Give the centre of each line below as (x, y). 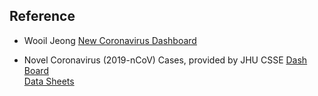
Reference (42, 16)
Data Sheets (49, 81)
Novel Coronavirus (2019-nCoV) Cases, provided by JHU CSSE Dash (165, 60)
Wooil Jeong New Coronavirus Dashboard (110, 40)
